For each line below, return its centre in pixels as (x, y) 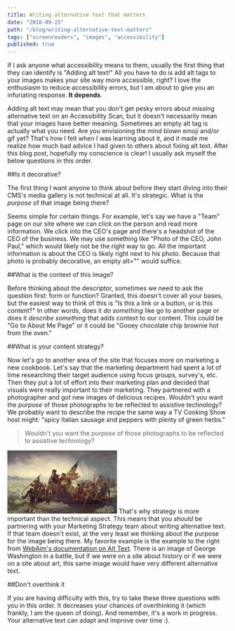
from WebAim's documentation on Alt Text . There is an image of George (112, 549)
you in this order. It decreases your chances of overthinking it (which (107, 606)
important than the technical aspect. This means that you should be (105, 519)
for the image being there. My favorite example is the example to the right (114, 541)
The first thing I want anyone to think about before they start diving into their (117, 188)
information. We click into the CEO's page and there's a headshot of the (111, 231)
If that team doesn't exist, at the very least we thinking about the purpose (113, 534)
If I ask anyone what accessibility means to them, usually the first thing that (116, 65)
